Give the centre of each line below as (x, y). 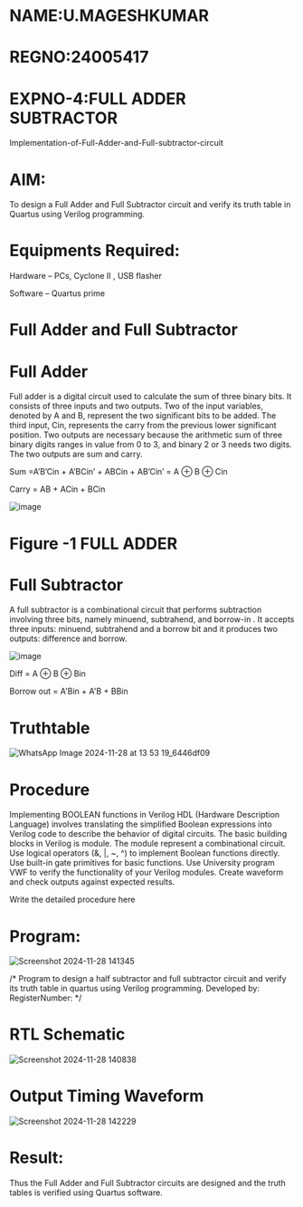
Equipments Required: (95, 251)
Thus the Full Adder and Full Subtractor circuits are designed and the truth (148, 1183)
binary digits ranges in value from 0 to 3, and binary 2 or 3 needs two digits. (151, 445)
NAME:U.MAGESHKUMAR (109, 16)
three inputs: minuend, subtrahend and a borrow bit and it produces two (144, 629)
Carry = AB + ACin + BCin (57, 489)
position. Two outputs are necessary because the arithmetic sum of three (146, 435)
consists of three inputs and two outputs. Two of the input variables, (137, 406)
